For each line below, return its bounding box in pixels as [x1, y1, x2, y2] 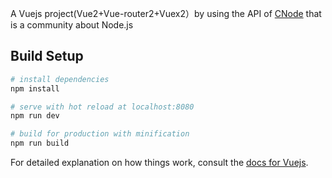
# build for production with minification [10, 129, 190, 139]
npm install [10, 83, 60, 94]
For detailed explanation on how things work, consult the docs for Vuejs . [10, 157, 309, 169]
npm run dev [10, 111, 60, 121]
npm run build [10, 138, 70, 149]
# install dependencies [10, 74, 110, 84]
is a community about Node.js [10, 19, 134, 31]
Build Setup [10, 48, 84, 65]
